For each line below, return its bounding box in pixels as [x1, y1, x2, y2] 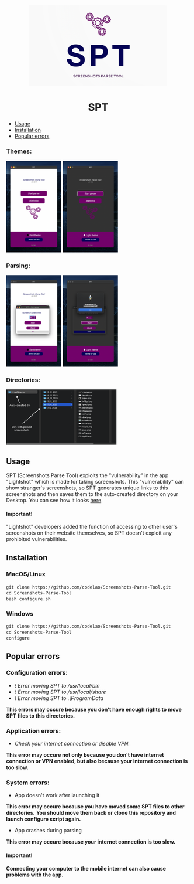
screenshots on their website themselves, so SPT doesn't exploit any [6, 529, 172, 536]
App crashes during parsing [14, 827, 82, 834]
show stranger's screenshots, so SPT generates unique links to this [6, 484, 168, 491]
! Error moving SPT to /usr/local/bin [14, 682, 101, 689]
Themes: [6, 147, 32, 155]
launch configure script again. [6, 815, 81, 822]
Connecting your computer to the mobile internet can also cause [6, 865, 167, 872]
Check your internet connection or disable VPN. [14, 740, 130, 747]
